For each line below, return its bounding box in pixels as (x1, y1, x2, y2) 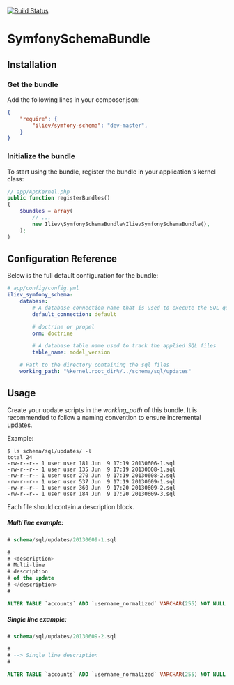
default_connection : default (32, 310, 117, 317)
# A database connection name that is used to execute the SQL (32, 304, 219, 311)
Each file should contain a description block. (7, 502, 134, 511)
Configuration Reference (7, 253, 117, 264)
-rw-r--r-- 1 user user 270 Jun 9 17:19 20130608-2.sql (7, 472, 176, 479)
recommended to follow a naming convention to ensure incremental (7, 413, 201, 421)
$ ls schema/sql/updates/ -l (7, 447, 92, 455)
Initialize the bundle (7, 151, 75, 161)
